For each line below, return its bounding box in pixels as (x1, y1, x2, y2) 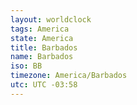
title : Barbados (10, 42, 78, 53)
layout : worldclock (10, 14, 92, 25)
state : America (10, 33, 74, 43)
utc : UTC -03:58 (10, 80, 78, 90)
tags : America (10, 24, 70, 34)
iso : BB (10, 61, 43, 71)
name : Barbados (10, 52, 74, 62)
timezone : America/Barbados (10, 71, 128, 81)
